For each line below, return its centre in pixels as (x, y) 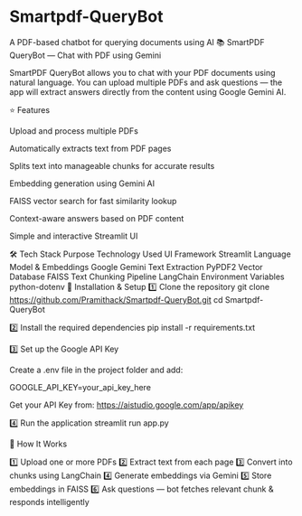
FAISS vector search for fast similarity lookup (93, 201)
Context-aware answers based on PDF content (97, 218)
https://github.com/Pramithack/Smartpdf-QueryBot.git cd (116, 299)
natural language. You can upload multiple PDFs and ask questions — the (146, 82)
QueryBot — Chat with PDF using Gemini (85, 55)
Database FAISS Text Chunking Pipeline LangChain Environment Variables (147, 277)
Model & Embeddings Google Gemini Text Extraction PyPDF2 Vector (137, 267)
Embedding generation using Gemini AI (82, 183)
